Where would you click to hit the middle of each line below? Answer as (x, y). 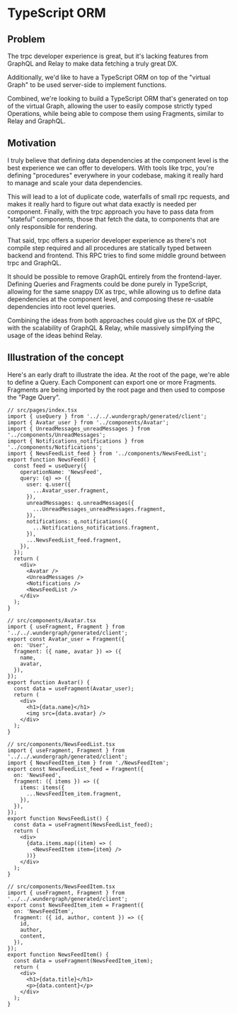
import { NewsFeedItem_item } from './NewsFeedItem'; (88, 763)
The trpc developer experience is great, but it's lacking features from (108, 56)
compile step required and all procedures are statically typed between (110, 247)
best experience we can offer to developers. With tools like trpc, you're (111, 168)
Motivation (32, 143)
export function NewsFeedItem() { (58, 955)
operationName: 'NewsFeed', (61, 472)
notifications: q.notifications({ (77, 521)
